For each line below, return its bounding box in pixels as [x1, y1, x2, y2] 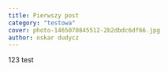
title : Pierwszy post [8, 11, 80, 20]
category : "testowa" [8, 19, 77, 27]
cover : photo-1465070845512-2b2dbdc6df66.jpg [8, 26, 160, 34]
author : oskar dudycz [8, 33, 80, 42]
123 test [8, 55, 34, 65]
